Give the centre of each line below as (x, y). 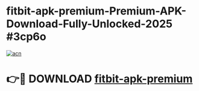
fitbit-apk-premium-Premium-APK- (96, 11)
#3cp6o (26, 37)
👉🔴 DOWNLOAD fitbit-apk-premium (99, 79)
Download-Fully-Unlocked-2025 (90, 24)
